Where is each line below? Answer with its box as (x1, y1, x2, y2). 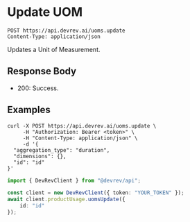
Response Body (7, 65, 77, 77)
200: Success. (17, 84, 59, 92)
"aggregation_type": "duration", (13, 146, 110, 153)
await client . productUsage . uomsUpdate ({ (7, 196, 126, 203)
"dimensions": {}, (13, 153, 67, 160)
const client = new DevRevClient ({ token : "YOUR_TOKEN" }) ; (7, 189, 185, 196)
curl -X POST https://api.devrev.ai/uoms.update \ (7, 122, 157, 129)
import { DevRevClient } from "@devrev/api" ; (7, 177, 141, 184)
